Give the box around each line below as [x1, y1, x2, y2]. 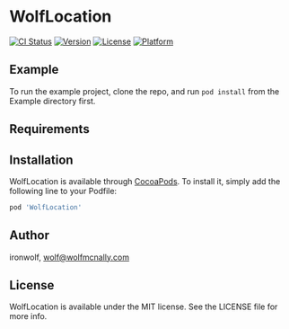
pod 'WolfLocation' [9, 202, 83, 212]
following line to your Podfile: [9, 185, 118, 196]
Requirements [9, 121, 90, 137]
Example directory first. [9, 95, 96, 106]
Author [9, 227, 49, 244]
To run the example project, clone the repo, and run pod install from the [9, 85, 280, 96]
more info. [9, 311, 48, 322]
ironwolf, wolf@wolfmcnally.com [9, 252, 130, 262]
